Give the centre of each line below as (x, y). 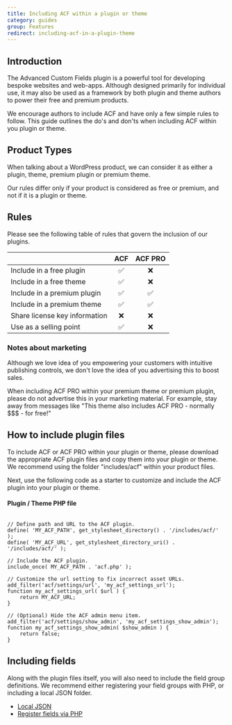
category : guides (32, 20)
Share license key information (59, 315)
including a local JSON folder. (50, 692)
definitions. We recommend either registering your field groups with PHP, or (116, 685)
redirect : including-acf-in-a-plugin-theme (71, 33)
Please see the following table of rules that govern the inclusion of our (108, 234)
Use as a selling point (45, 326)
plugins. (18, 241)
